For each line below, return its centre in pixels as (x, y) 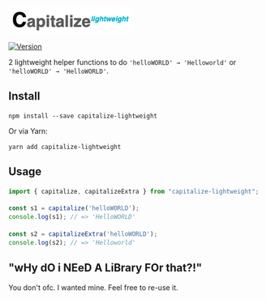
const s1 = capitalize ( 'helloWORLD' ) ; (74, 208)
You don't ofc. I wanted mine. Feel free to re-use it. (93, 287)
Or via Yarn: (28, 130)
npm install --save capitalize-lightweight (83, 116)
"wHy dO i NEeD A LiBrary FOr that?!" (105, 268)
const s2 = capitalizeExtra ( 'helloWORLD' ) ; (83, 234)
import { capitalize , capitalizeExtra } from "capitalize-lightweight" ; (134, 191)
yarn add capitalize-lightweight (65, 147)
